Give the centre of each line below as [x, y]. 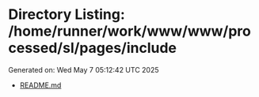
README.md [40, 85]
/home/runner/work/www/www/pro [129, 31]
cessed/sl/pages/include [92, 48]
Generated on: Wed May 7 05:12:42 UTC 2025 [84, 69]
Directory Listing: [67, 15]
